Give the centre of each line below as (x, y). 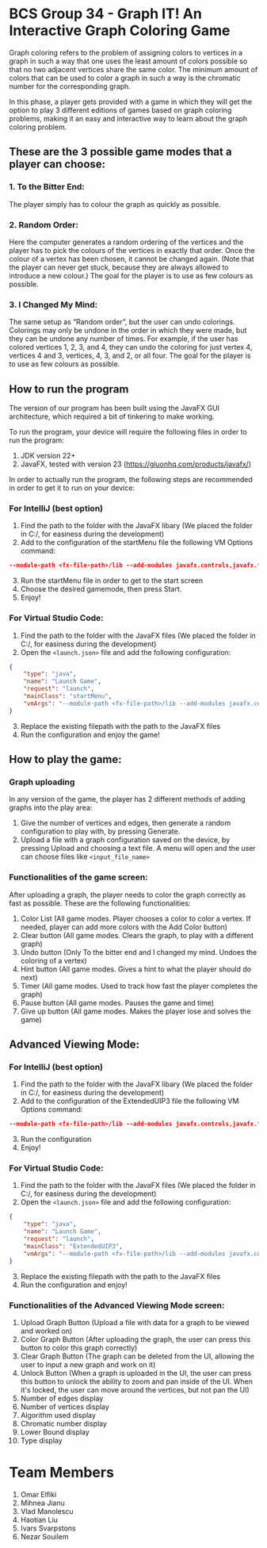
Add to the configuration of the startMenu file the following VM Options (137, 542)
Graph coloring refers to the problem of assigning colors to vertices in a (126, 52)
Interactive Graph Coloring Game (120, 31)
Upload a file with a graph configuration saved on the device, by (125, 840)
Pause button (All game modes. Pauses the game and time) (117, 1002)
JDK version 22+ (48, 456)
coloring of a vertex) (54, 960)
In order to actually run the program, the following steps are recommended (131, 480)
